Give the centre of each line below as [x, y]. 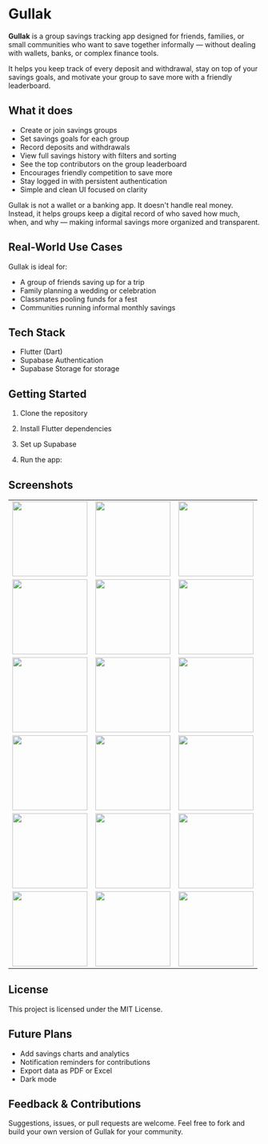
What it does [41, 111]
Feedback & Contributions [75, 1104]
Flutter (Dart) [41, 352]
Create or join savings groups [68, 130]
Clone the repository [54, 414]
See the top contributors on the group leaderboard [103, 164]
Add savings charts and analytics [74, 1054]
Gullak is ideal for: [38, 266]
